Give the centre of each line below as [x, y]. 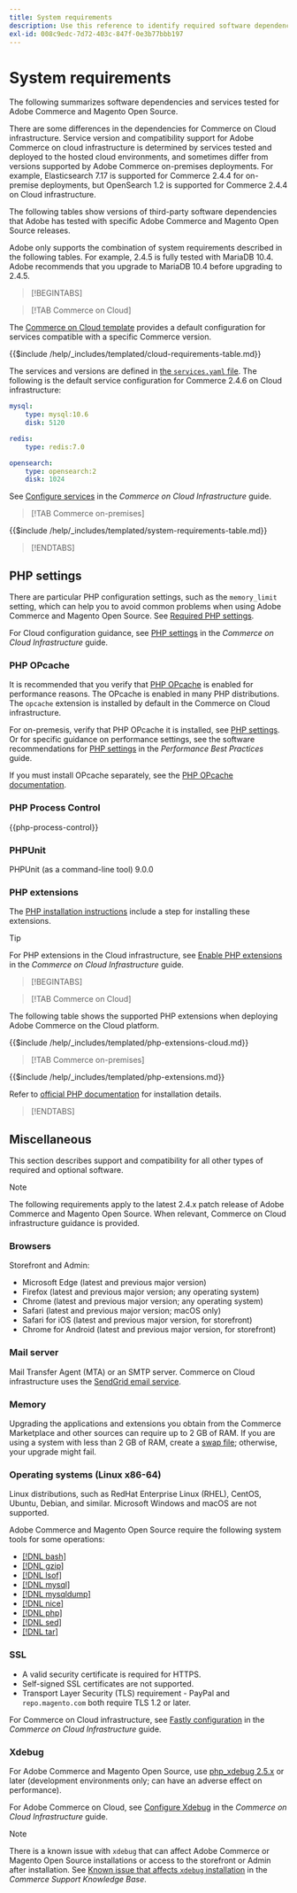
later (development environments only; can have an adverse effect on [136, 1781]
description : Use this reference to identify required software [130, 26]
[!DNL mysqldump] [56, 1594]
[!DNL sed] [42, 1623]
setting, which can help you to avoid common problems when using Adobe [145, 607]
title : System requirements [61, 17]
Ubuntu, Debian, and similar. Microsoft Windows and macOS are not [133, 1503]
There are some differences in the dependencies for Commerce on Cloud [143, 128]
